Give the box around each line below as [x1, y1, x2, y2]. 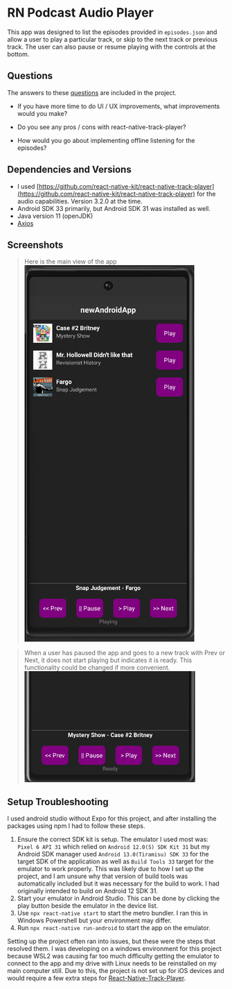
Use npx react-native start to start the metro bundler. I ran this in [17, 909, 208, 918]
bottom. [7, 50, 30, 58]
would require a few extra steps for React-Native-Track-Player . [7, 974, 186, 983]
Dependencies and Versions [7, 164, 132, 176]
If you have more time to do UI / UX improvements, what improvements [17, 102, 220, 110]
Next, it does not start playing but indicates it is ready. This [24, 656, 193, 664]
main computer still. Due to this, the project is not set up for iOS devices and [7, 967, 225, 975]
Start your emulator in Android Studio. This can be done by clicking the [17, 894, 220, 903]
